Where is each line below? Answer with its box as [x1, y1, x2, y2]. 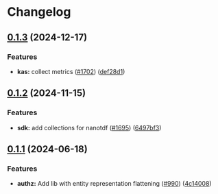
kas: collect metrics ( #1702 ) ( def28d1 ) [16, 67, 125, 75]
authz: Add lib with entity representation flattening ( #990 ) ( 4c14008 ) [16, 180, 212, 188]
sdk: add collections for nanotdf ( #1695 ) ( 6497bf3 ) [16, 123, 162, 132]
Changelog [7, 4, 71, 20]
